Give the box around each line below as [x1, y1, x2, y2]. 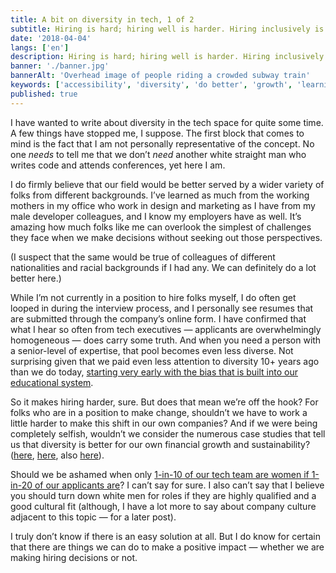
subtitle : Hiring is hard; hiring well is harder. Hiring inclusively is [10, 24, 325, 34]
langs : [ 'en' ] [10, 42, 70, 53]
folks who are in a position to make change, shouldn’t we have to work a [10, 406, 308, 418]
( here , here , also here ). [10, 449, 105, 461]
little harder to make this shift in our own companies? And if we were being [10, 417, 318, 429]
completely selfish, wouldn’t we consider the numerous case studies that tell [10, 427, 326, 440]
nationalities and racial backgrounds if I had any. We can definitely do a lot [10, 261, 317, 273]
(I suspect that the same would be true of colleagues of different [10, 251, 276, 263]
